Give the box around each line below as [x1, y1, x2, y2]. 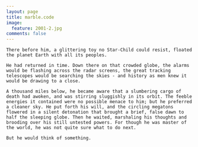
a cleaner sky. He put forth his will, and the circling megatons [6, 104, 174, 110]
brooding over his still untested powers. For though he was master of [6, 120, 187, 126]
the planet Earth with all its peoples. [6, 52, 108, 58]
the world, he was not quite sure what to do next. [6, 125, 136, 131]
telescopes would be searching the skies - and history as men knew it [6, 73, 187, 79]
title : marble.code [6, 14, 55, 20]
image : [6, 20, 23, 25]
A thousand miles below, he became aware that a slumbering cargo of [6, 88, 182, 95]
